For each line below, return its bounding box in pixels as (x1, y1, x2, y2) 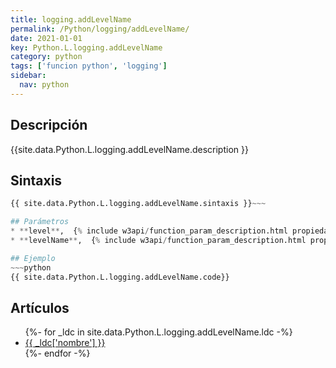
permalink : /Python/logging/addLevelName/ (10, 24, 190, 34)
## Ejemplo (10, 253, 56, 263)
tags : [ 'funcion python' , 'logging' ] (10, 61, 168, 71)
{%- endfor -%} (24, 347, 91, 360)
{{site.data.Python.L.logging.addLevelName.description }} (10, 143, 249, 155)
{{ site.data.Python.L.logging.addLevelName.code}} (10, 272, 230, 282)
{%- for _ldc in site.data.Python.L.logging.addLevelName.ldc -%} (24, 326, 293, 338)
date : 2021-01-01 (10, 33, 83, 43)
